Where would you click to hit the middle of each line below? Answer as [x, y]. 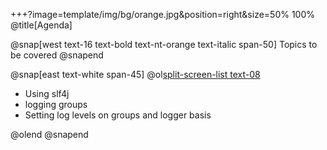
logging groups [56, 104]
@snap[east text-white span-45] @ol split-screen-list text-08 [135, 74]
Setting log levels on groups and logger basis [118, 115]
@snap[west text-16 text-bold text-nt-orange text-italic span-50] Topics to [164, 44]
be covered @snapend [57, 55]
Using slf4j [47, 93]
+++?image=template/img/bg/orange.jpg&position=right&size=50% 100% [163, 14]
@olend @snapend [49, 134]
